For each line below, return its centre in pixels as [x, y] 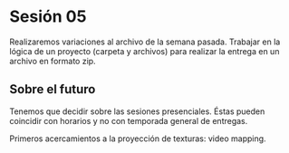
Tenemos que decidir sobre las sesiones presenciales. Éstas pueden [137, 111]
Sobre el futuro [53, 89]
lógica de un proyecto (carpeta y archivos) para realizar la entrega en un [144, 51]
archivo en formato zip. [53, 61]
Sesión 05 [48, 17]
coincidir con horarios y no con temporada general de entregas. [129, 120]
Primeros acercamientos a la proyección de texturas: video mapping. [138, 139]
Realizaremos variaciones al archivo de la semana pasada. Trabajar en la [145, 42]
